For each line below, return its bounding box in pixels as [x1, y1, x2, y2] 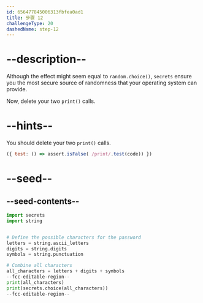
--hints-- [6, 119, 53, 133]
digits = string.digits [6, 245, 67, 252]
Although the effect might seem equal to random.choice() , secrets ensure [6, 73, 192, 80]
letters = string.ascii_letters [6, 240, 89, 246]
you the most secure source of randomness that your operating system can [6, 79, 197, 86]
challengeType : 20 [6, 20, 53, 26]
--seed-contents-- [6, 196, 80, 206]
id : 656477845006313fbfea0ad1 [6, 9, 84, 15]
